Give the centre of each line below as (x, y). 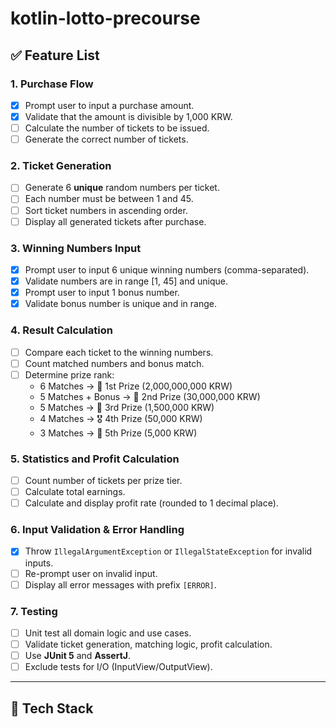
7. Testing (34, 611)
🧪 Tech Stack (52, 708)
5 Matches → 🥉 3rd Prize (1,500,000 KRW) (127, 407)
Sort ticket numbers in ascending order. (106, 210)
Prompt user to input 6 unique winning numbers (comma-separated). (167, 269)
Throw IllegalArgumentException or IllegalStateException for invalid (168, 551)
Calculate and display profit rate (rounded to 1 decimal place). (151, 503)
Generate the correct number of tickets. (106, 139)
